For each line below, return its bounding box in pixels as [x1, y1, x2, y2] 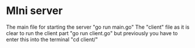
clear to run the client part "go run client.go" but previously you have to [6, 29, 178, 36]
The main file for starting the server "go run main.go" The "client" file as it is [6, 23, 190, 30]
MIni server [6, 4, 63, 18]
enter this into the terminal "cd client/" [6, 36, 98, 43]
